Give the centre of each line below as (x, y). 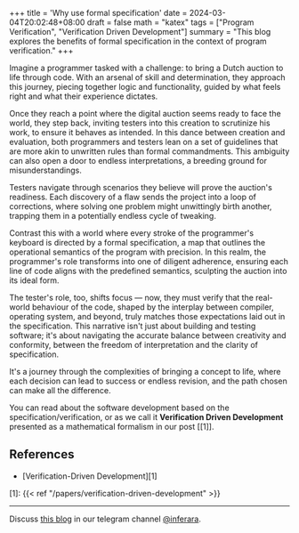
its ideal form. (34, 280)
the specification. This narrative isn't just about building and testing (133, 326)
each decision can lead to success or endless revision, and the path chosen (148, 381)
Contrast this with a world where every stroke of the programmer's (132, 233)
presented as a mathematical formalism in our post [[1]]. (112, 427)
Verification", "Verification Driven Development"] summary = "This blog (140, 32)
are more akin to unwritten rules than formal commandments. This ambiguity (149, 151)
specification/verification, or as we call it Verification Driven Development (146, 417)
